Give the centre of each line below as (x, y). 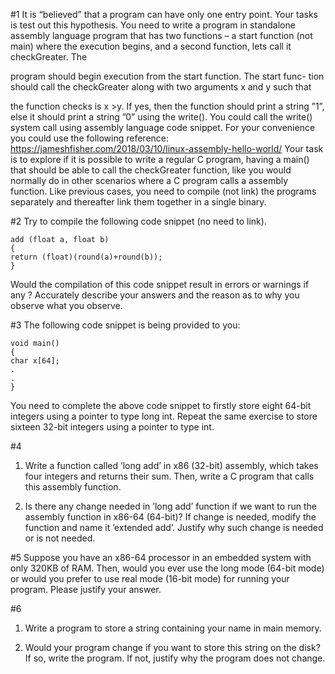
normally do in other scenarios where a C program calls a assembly (149, 180)
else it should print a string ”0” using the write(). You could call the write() (161, 117)
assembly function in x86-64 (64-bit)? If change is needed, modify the (170, 517)
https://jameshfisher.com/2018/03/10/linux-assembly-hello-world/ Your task (167, 148)
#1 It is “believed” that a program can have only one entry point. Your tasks (164, 14)
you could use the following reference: (90, 138)
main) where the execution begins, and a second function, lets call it (151, 46)
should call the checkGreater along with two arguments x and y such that (161, 87)
